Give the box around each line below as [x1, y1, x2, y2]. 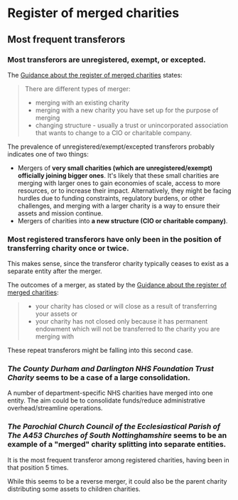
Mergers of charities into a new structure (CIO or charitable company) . [17, 216, 228, 225]
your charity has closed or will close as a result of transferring [35, 302, 217, 311]
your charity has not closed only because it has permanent [35, 317, 208, 326]
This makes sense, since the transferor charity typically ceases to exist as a [7, 260, 229, 268]
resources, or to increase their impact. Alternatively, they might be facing [17, 186, 232, 195]
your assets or [35, 309, 78, 318]
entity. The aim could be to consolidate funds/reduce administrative [7, 396, 206, 405]
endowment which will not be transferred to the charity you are [35, 325, 220, 334]
